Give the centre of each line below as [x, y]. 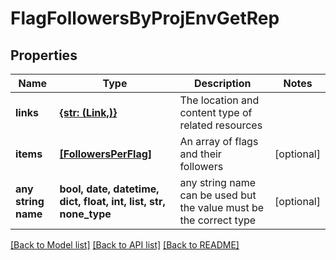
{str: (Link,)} [88, 112]
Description [223, 83]
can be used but [218, 195]
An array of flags [219, 141]
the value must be [222, 207]
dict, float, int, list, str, [112, 201]
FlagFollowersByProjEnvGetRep [145, 18]
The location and [219, 100]
